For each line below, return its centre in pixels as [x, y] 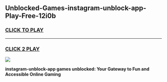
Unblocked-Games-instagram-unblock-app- [76, 8]
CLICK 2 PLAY [22, 49]
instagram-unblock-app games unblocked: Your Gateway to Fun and [77, 69]
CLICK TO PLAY [24, 30]
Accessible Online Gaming [33, 74]
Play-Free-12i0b [31, 16]
